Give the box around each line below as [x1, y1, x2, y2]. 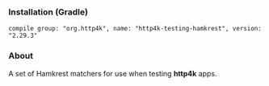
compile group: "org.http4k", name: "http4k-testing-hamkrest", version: [8, 25, 263, 33]
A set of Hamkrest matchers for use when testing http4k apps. [8, 68, 217, 78]
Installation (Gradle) [8, 6, 89, 18]
